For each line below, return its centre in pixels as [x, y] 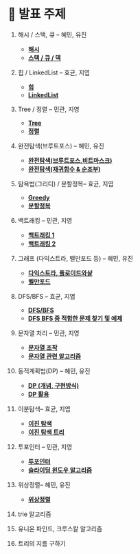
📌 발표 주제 [37, 14]
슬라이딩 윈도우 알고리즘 [60, 470]
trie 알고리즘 [34, 514]
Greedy [39, 197]
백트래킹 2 [42, 244]
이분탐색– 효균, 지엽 [44, 408]
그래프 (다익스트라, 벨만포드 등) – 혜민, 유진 [75, 258]
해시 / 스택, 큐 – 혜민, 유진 [52, 34]
